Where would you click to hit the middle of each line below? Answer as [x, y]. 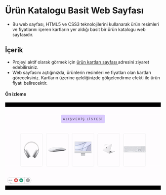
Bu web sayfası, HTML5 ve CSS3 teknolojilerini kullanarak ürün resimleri [86, 24]
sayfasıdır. [23, 34]
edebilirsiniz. [25, 67]
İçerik [14, 50]
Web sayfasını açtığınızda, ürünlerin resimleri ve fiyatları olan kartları [82, 72]
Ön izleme [16, 94]
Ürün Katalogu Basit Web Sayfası [74, 11]
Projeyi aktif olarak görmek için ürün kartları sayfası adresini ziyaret [81, 62]
